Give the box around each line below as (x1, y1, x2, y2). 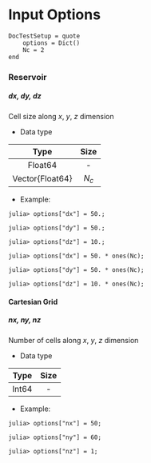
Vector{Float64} (12, 174, 73, 185)
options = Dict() (22, 38, 81, 47)
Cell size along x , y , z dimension (8, 111, 114, 121)
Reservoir (8, 71, 47, 82)
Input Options (8, 6, 101, 24)
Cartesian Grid (8, 297, 58, 306)
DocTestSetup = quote (8, 32, 81, 40)
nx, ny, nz (8, 315, 42, 325)
